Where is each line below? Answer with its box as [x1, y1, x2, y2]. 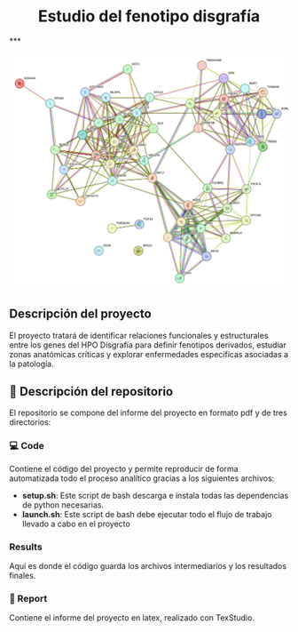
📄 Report [9, 592, 48, 604]
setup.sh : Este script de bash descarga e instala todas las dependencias [21, 490, 289, 500]
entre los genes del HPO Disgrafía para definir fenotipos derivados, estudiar [9, 340, 286, 350]
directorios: [9, 417, 51, 428]
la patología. [9, 358, 55, 369]
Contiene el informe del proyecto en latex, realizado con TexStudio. [9, 612, 255, 623]
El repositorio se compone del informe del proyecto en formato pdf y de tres [9, 407, 288, 419]
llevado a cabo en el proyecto [21, 518, 130, 529]
